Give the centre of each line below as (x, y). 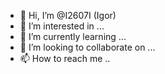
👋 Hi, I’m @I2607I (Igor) (68, 15)
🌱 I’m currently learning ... (73, 36)
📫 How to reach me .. (65, 58)
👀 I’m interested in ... (62, 26)
